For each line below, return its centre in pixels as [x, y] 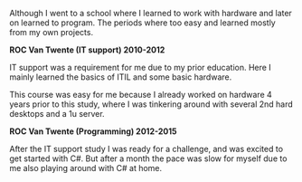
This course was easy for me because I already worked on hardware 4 [141, 95]
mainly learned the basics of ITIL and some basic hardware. [121, 77]
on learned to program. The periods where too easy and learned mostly [142, 23]
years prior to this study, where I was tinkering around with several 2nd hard [151, 104]
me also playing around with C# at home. [86, 168]
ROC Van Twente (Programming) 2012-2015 [93, 131]
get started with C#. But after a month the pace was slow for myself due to [148, 158]
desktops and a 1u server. [57, 114]
